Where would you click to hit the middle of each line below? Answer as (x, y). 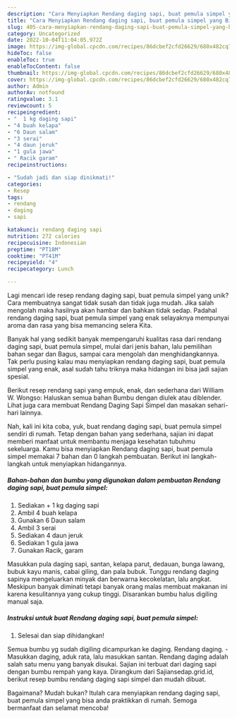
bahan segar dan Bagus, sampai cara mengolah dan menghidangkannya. (114, 354)
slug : (15, 27)
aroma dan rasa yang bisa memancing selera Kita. (80, 325)
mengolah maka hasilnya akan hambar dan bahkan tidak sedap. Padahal (112, 310)
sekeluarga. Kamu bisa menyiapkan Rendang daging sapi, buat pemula (110, 449)
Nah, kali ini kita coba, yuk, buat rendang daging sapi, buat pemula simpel (115, 426)
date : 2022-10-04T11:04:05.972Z (55, 40)
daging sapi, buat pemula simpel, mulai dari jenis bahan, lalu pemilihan (110, 346)
